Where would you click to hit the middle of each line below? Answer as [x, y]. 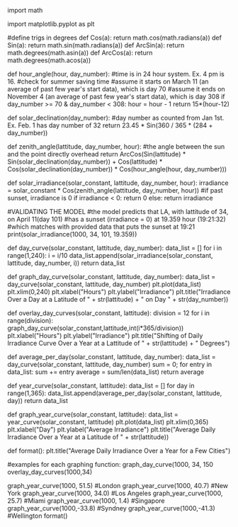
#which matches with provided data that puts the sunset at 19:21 [101, 227]
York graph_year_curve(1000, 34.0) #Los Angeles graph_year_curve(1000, [115, 493]
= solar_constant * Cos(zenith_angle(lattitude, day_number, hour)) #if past [115, 190]
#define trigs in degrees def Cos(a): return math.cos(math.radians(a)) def [114, 38]
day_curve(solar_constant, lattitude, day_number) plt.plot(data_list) [104, 284]
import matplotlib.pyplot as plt [51, 24]
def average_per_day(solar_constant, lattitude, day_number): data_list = [112, 357]
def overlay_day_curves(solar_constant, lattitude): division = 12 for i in [109, 313]
